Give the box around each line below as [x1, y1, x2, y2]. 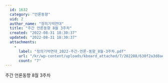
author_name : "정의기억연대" [9, 21, 64, 26]
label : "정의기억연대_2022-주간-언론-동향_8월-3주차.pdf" [18, 49, 126, 54]
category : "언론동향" [9, 12, 51, 17]
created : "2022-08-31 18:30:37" [9, 30, 77, 35]
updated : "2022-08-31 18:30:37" [9, 35, 77, 40]
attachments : [9, 40, 37, 45]
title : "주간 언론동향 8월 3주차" [9, 26, 72, 31]
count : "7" [18, 58, 41, 63]
